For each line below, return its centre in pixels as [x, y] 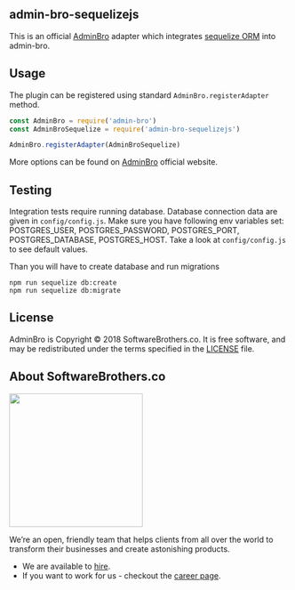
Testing [31, 190]
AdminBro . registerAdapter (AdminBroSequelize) [95, 145]
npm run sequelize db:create [63, 283]
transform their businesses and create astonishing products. [120, 549]
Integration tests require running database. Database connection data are [144, 212]
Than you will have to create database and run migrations [115, 267]
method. [24, 104]
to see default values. [49, 249]
